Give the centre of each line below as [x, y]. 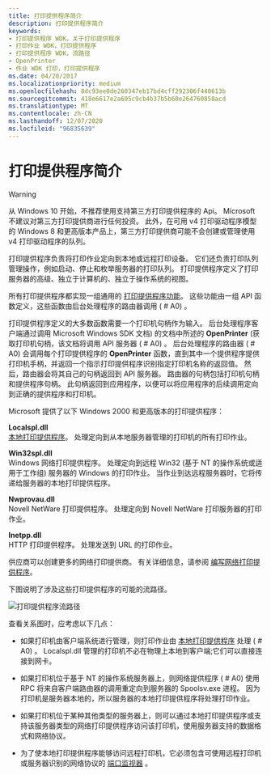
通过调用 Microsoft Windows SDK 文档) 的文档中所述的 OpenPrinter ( [138, 333]
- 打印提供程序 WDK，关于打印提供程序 [65, 38]
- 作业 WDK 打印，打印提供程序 [54, 69]
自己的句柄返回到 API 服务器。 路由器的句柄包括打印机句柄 [162, 374]
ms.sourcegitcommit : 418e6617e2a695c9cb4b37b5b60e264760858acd [117, 99]
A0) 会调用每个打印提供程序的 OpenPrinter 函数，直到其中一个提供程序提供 [134, 354]
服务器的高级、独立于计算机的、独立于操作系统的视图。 [100, 278]
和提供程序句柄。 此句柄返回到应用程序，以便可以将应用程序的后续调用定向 [133, 383]
